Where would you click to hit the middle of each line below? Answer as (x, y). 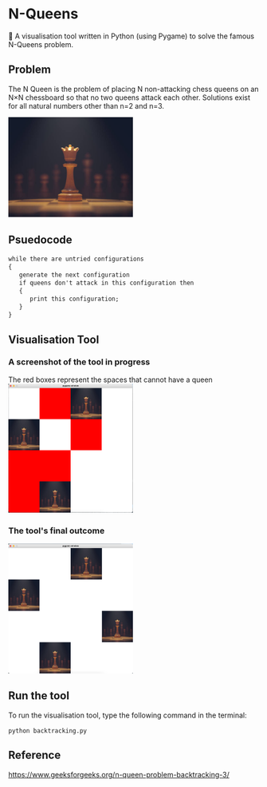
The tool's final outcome (57, 531)
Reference (35, 755)
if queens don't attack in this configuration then (106, 283)
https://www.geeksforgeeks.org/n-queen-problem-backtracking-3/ (119, 774)
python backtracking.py (48, 731)
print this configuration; (74, 299)
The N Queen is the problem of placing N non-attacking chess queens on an (133, 89)
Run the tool (39, 696)
